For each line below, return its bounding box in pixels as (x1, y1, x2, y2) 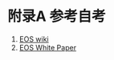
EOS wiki (18, 34, 49, 44)
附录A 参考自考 (7, 7, 106, 26)
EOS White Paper (18, 42, 77, 52)
